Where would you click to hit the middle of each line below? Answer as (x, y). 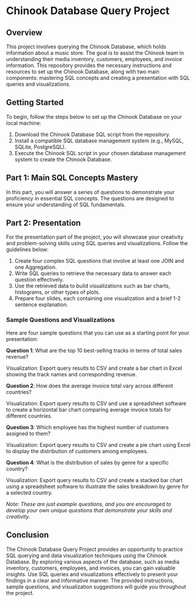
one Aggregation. (36, 267)
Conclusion (28, 535)
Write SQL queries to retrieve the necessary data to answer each (93, 273)
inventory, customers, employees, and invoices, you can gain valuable (91, 568)
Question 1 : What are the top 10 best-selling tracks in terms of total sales (94, 350)
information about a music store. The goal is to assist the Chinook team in (95, 53)
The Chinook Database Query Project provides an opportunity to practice (94, 549)
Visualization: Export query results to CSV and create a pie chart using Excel (98, 444)
